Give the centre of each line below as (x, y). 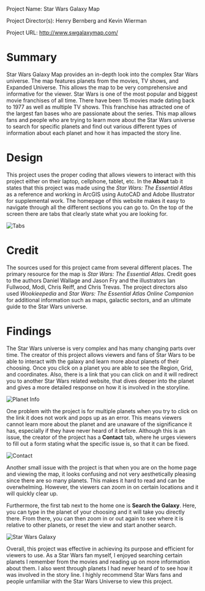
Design (25, 158)
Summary (32, 57)
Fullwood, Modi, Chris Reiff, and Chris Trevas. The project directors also (97, 287)
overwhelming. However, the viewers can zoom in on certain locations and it (102, 487)
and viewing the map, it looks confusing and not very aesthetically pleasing (101, 474)
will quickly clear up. (32, 494)
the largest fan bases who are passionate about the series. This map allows (102, 113)
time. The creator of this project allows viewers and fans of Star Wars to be (101, 354)
